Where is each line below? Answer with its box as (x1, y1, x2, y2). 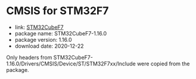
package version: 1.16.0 (14, 36, 72, 43)
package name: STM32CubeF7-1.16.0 (14, 29, 107, 37)
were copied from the (136, 60, 190, 67)
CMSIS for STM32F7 (6, 4, 109, 18)
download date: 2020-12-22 (14, 42, 84, 50)
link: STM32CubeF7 (14, 24, 64, 31)
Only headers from (6, 54, 52, 61)
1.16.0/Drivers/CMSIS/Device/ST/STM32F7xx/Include (6, 60, 136, 67)
